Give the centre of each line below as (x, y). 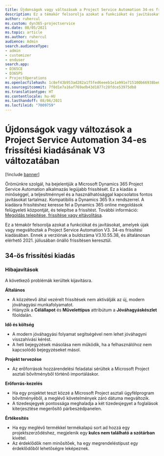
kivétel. (19, 438)
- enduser (15, 60)
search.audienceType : (27, 46)
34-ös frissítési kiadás (40, 256)
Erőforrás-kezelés (24, 383)
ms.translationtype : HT (29, 92)
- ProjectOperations (26, 78)
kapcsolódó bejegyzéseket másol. (46, 350)
